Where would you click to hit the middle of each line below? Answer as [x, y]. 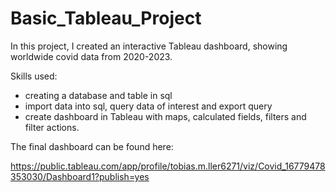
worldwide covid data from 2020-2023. [91, 56]
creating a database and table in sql [98, 95]
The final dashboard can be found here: [92, 146]
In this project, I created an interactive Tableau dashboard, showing [149, 46]
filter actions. [52, 127]
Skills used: [34, 76]
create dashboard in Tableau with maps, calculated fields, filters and [165, 116]
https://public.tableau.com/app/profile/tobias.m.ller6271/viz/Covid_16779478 [168, 166]
